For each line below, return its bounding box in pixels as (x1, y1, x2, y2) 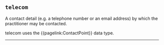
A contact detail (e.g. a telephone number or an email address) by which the (5, 15, 158, 21)
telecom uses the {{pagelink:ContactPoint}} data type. (5, 30, 114, 36)
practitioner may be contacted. (5, 20, 67, 26)
